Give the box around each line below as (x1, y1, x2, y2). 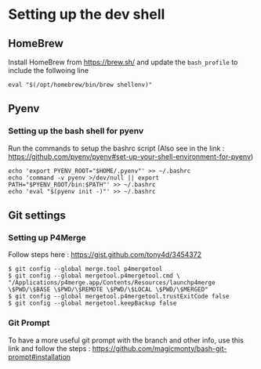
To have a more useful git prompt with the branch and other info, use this (8, 335, 245, 345)
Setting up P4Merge (8, 233, 86, 243)
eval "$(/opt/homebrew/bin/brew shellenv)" (8, 81, 153, 89)
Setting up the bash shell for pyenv (8, 125, 144, 136)
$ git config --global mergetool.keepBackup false (8, 299, 177, 307)
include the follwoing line (8, 66, 89, 75)
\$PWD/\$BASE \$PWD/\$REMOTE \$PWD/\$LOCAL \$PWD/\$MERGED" (8, 286, 209, 294)
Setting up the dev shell (8, 5, 165, 24)
